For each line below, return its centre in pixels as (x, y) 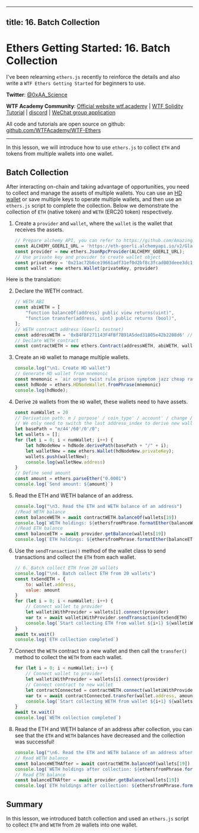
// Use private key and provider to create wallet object (88, 257)
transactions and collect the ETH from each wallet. (75, 557)
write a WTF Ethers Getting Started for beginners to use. (76, 83)
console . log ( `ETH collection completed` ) (67, 640)
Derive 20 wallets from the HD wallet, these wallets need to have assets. (101, 402)
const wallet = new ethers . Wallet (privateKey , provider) (86, 268)
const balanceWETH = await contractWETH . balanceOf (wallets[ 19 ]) (96, 517)
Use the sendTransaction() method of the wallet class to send (90, 551)
